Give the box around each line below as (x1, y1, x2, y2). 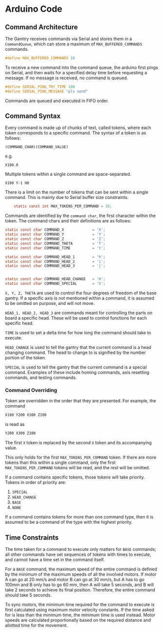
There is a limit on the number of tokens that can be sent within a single (5, 189, 148, 195)
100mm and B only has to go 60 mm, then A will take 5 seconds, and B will (5, 582, 154, 588)
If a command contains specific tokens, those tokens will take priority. (5, 474, 145, 480)
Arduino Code (5, 3, 62, 15)
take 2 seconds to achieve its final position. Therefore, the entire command (5, 587, 156, 592)
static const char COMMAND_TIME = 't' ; (5, 245, 106, 250)
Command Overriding (5, 387, 57, 393)
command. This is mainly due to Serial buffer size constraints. (5, 195, 129, 200)
